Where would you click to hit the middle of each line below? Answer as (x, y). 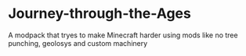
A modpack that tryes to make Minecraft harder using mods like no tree (123, 35)
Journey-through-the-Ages (100, 14)
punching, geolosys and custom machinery (78, 43)
